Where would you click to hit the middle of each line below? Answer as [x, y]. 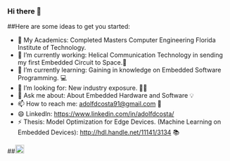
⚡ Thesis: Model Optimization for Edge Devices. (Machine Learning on [119, 122]
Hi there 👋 [25, 11]
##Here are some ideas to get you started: [69, 27]
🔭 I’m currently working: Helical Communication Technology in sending [120, 55]
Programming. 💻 [42, 78]
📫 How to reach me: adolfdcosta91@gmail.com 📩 [89, 104]
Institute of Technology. [52, 48]
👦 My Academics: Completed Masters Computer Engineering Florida [116, 40]
